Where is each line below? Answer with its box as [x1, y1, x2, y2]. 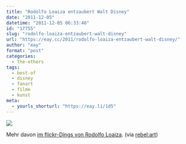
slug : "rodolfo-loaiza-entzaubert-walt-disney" [6, 31, 127, 37]
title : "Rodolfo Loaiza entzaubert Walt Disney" [6, 8, 130, 15]
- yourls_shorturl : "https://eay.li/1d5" [11, 103, 117, 109]
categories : [6, 53, 36, 59]
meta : [6, 97, 20, 103]
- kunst [11, 92, 31, 98]
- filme [11, 87, 31, 93]
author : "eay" [6, 42, 42, 48]
